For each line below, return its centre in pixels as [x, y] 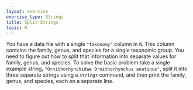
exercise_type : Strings [35, 17]
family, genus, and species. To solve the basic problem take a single [88, 63]
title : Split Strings [32, 22]
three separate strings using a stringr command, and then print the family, [96, 75]
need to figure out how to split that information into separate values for [91, 56]
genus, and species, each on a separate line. [60, 81]
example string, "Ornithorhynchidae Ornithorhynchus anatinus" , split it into [97, 69]
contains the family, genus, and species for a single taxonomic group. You [95, 51]
